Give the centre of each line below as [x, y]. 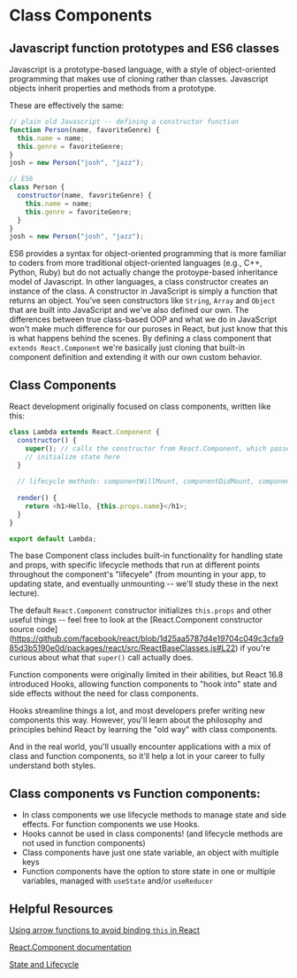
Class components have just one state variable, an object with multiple [150, 853]
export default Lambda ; [53, 539]
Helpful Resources [61, 908]
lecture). [24, 593]
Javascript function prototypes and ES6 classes [145, 48]
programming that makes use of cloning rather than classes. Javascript [139, 79]
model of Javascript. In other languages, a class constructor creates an [139, 282]
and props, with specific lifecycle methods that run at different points [135, 565]
